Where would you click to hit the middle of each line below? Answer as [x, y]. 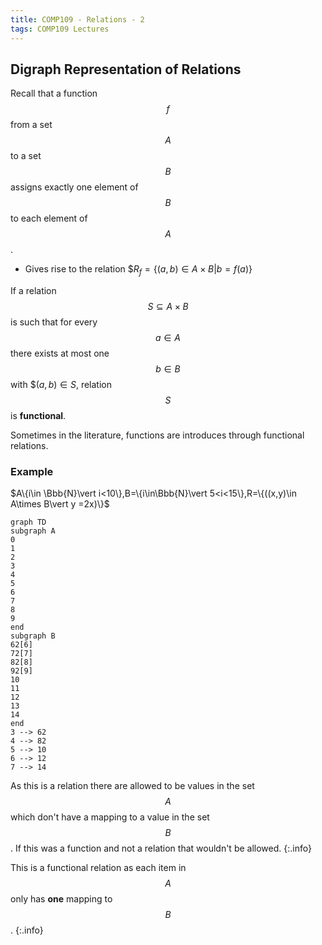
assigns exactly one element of [74, 187]
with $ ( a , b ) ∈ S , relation [61, 385]
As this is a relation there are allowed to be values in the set [132, 786]
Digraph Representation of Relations [126, 69]
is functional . [38, 416]
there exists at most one [60, 353]
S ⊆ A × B [168, 307]
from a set [31, 125]
